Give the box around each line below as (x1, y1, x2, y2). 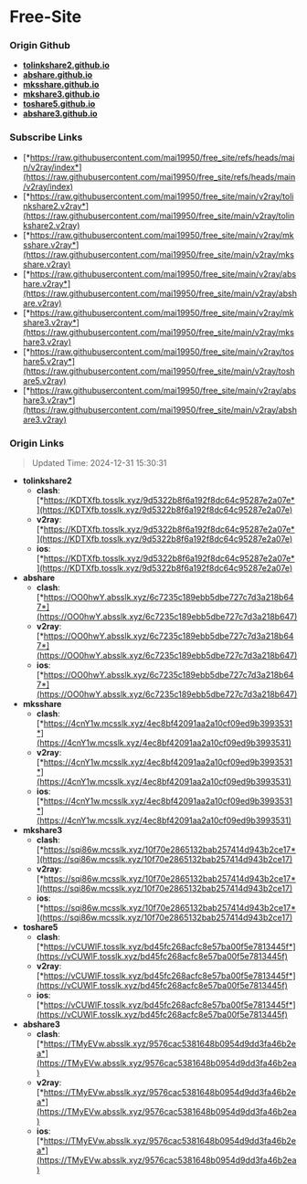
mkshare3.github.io (22, 89, 101, 100)
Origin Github (9, 39, 71, 52)
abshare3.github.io (22, 108, 98, 120)
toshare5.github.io (22, 99, 96, 110)
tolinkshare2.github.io (22, 59, 110, 70)
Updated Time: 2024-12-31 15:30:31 (31, 458, 167, 469)
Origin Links (9, 437, 65, 449)
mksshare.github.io (22, 79, 100, 90)
